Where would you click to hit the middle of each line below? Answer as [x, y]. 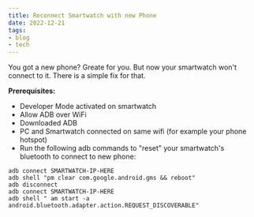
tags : [17, 30]
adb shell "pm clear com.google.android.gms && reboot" [102, 178]
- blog [19, 37]
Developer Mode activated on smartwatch [88, 107]
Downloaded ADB [48, 123]
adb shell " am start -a [49, 199]
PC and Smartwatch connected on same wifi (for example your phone [133, 132]
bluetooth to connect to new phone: [78, 157]
